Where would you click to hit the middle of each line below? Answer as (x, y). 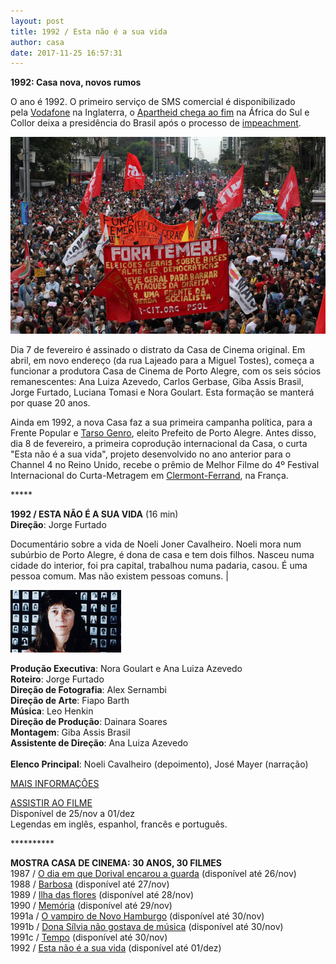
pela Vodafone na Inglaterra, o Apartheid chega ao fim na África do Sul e (160, 112)
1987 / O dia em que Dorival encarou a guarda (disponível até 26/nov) (153, 874)
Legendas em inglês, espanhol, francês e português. (119, 824)
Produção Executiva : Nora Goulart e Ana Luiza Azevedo (126, 669)
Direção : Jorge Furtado (58, 525)
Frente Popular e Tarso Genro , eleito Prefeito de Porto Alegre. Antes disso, (163, 433)
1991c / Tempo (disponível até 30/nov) (89, 937)
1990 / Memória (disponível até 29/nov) (91, 906)
